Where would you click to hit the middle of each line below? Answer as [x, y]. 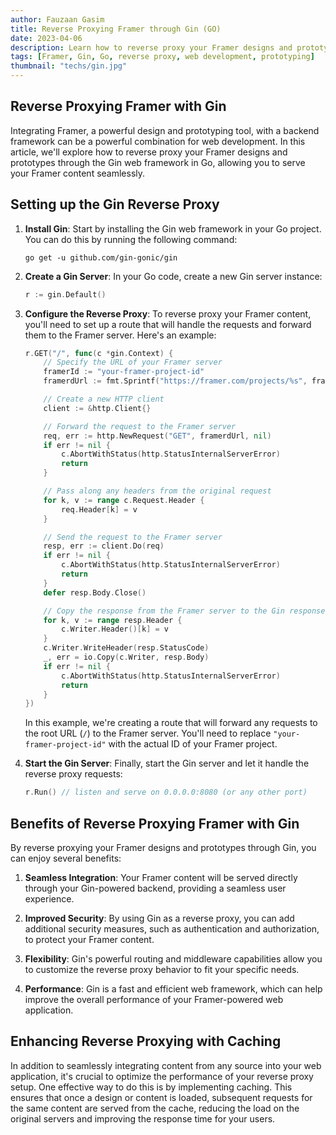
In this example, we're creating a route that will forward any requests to [171, 723]
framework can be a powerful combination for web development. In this [158, 141]
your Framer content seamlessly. [78, 173]
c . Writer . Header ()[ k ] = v [115, 629]
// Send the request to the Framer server [133, 537]
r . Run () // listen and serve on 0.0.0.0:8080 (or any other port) [166, 792]
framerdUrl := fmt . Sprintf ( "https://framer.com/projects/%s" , [175, 381]
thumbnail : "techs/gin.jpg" [69, 66]
